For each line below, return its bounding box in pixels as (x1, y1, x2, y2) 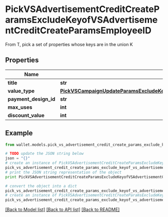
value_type (7, 87, 35, 94)
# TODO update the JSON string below (5, 151, 84, 156)
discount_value (7, 112, 45, 119)
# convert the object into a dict (5, 183, 77, 188)
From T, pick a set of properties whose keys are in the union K (5, 41, 133, 47)
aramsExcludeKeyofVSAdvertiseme (5, 14, 158, 26)
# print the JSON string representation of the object (5, 169, 122, 175)
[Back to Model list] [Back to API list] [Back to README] (5, 206, 120, 212)
